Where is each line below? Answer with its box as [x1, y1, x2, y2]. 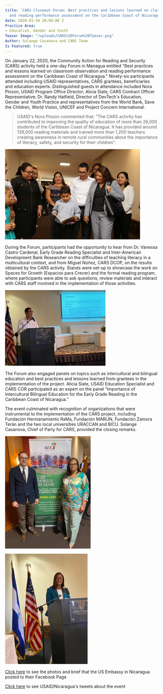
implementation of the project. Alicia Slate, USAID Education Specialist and [5, 381, 154, 386]
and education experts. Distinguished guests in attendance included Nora [5, 83, 152, 89]
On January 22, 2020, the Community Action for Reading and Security [5, 57, 146, 63]
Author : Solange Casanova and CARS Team [5, 39, 88, 44]
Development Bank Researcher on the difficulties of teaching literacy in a [5, 254, 151, 260]
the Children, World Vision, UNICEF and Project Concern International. [5, 104, 146, 110]
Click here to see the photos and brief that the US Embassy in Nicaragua [5, 669, 150, 675]
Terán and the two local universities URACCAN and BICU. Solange [5, 421, 137, 427]
